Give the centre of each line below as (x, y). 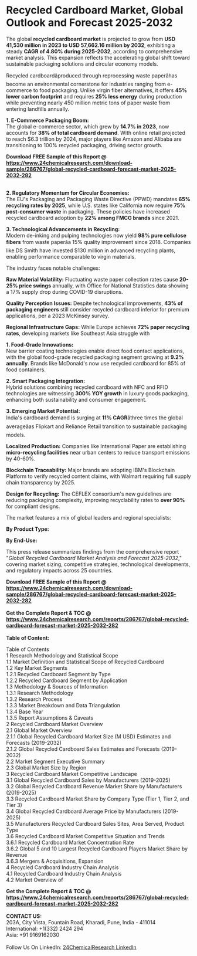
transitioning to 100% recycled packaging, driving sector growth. (84, 145)
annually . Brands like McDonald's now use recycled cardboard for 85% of (96, 363)
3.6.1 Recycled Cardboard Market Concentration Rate (70, 842)
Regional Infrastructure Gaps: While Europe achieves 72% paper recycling (98, 327)
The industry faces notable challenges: (53, 268)
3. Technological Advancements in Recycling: (63, 229)
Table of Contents (28, 649)
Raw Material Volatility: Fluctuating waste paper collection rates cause (92, 279)
